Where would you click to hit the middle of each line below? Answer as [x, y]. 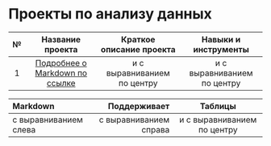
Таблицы [218, 106]
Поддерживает [139, 106]
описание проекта [138, 49]
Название [61, 39]
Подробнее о [61, 63]
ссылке [61, 83]
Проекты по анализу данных [110, 14]
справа [155, 129]
